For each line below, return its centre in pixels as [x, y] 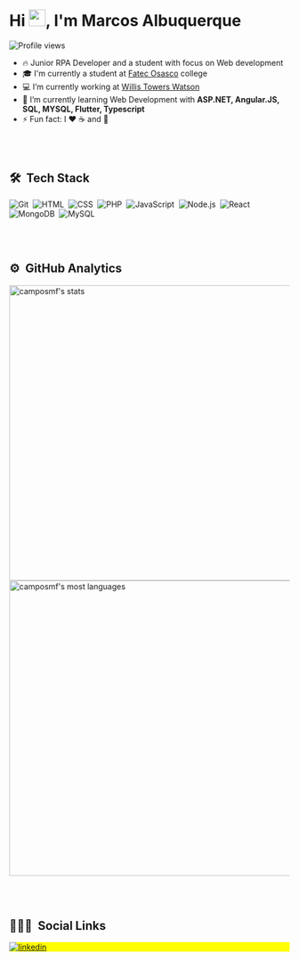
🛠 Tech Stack [50, 178]
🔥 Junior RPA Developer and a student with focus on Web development [153, 62]
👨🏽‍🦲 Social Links [58, 926]
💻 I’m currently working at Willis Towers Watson [111, 86]
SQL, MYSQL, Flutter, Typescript [83, 109]
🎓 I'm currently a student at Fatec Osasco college [114, 73]
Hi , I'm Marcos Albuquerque [125, 21]
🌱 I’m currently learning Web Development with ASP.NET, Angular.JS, [151, 99]
